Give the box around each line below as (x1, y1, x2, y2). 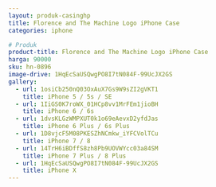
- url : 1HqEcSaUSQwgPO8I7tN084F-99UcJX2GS (15, 159, 159, 167)
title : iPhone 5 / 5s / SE (22, 92, 112, 100)
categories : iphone (8, 26, 73, 34)
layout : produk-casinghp (8, 11, 91, 20)
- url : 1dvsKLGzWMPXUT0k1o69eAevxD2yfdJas (15, 115, 159, 123)
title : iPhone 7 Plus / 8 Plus (22, 152, 127, 160)
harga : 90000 (8, 56, 52, 64)
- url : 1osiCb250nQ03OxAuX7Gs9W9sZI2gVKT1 (15, 85, 159, 93)
